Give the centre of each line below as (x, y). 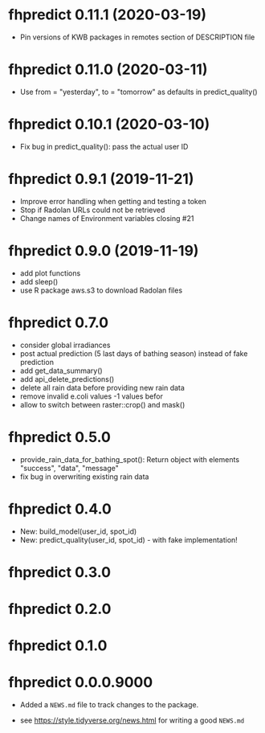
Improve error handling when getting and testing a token (113, 201)
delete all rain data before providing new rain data (102, 387)
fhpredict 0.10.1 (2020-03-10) (109, 124)
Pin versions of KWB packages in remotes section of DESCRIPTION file (137, 37)
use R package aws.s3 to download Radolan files (101, 290)
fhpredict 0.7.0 (59, 322)
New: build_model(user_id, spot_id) (78, 531)
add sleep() (39, 281)
